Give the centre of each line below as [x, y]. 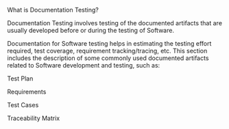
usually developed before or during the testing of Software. [91, 30]
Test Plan [20, 78]
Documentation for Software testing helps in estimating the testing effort [109, 43]
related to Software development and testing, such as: [84, 65]
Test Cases [23, 105]
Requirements [27, 92]
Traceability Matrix [34, 118]
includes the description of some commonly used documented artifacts [108, 58]
